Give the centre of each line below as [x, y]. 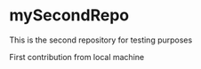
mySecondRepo [69, 15]
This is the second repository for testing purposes [101, 40]
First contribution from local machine [77, 57]
